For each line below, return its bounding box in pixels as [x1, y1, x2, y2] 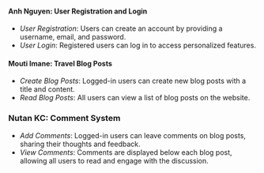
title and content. [19, 85, 75, 94]
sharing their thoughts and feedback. [19, 139, 141, 149]
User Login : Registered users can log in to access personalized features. [19, 40, 257, 51]
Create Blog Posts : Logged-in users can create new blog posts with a [19, 76, 247, 86]
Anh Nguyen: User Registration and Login [8, 6, 148, 16]
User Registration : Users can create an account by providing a [19, 24, 223, 33]
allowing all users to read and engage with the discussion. [19, 156, 209, 165]
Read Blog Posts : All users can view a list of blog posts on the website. [19, 93, 251, 103]
